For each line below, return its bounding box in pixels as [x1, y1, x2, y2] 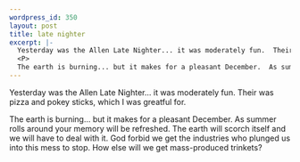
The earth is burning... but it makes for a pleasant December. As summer [9, 113, 277, 125]
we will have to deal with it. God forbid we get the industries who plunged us [9, 133, 291, 143]
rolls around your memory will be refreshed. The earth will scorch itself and [9, 123, 287, 134]
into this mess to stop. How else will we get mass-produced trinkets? [9, 142, 262, 152]
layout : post [9, 21, 58, 30]
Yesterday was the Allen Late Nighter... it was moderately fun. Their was [9, 86, 274, 98]
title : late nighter [9, 29, 87, 38]
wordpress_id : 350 [9, 12, 78, 22]
